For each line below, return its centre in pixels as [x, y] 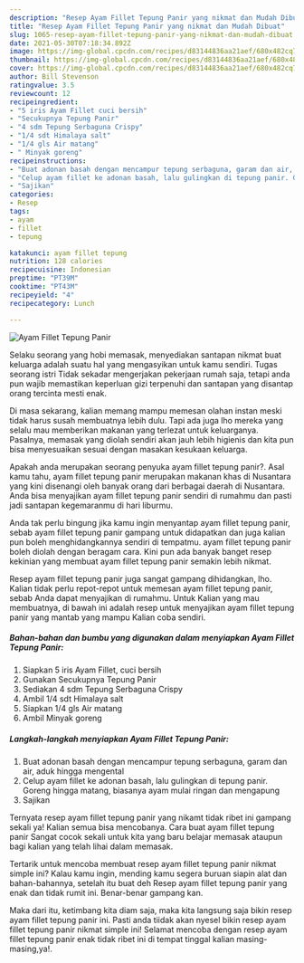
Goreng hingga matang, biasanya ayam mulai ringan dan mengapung [151, 791]
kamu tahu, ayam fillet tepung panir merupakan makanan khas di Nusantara [150, 476]
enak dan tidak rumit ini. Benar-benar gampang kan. [106, 893]
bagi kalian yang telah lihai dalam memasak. [91, 846]
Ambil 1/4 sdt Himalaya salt [73, 699]
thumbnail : [30, 60]
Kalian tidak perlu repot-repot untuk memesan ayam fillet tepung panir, [141, 588]
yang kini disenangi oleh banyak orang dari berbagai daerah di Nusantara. [147, 486]
